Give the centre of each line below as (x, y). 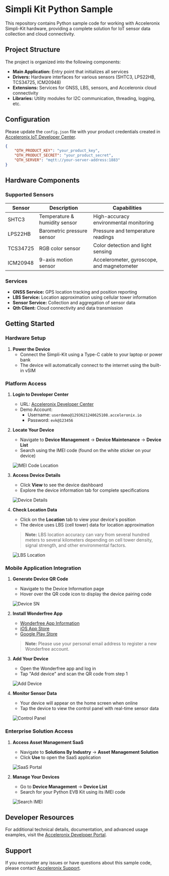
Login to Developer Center (40, 394)
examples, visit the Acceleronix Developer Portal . (56, 835)
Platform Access (26, 383)
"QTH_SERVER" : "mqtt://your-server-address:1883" (67, 160)
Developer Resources (40, 817)
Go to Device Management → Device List (63, 786)
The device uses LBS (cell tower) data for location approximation (87, 524)
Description (64, 208)
